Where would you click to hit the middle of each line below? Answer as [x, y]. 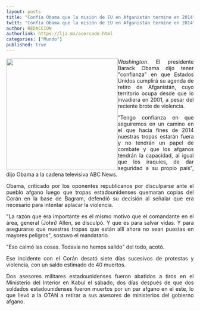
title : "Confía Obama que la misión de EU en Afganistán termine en [93, 17]
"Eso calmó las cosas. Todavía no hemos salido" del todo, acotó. [85, 247]
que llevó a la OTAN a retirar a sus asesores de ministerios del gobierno [100, 295]
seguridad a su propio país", [156, 168]
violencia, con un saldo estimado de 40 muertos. [66, 265]
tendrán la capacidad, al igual [156, 155]
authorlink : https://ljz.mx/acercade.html [60, 34]
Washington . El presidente [156, 62]
